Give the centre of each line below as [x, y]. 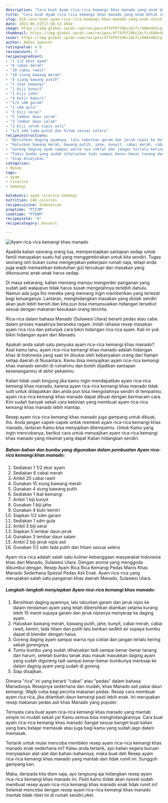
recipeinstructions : [27, 135]
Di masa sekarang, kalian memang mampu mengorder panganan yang [78, 282]
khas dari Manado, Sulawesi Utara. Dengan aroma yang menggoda [75, 562]
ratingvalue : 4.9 [24, 47]
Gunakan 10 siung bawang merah [47, 483]
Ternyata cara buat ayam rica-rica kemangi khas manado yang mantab [78, 712]
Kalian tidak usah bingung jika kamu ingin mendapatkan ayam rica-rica [78, 381]
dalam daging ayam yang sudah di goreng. [57, 666]
